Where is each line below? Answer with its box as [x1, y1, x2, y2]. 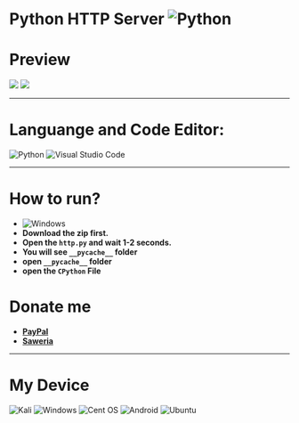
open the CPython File [21, 265, 101, 276]
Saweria [21, 335, 53, 346]
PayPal [21, 326, 49, 337]
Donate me [9, 297, 92, 317]
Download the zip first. [21, 228, 109, 238]
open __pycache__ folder [21, 256, 113, 266]
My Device [9, 375, 90, 395]
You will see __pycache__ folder [21, 247, 138, 257]
